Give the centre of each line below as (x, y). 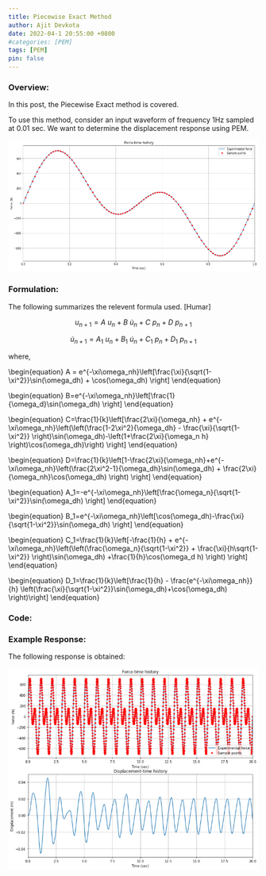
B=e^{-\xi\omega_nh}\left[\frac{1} (120, 396)
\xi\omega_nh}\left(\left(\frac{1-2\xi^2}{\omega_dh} (92, 428)
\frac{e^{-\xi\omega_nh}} (212, 581)
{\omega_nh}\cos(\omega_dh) (58, 477)
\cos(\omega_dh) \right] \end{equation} (156, 380)
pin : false (26, 59)
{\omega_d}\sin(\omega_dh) (54, 404)
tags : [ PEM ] (28, 50)
